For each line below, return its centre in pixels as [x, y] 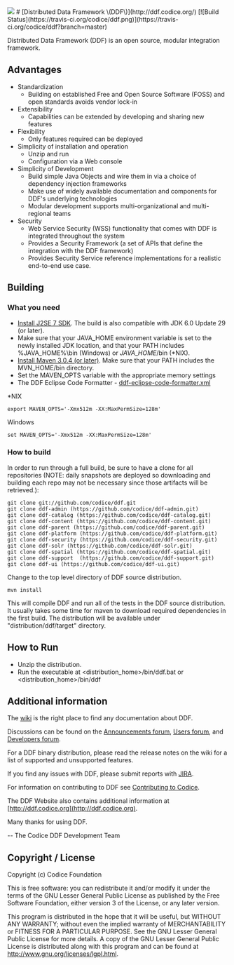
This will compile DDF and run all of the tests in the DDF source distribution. [116, 603]
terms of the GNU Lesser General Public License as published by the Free [113, 896]
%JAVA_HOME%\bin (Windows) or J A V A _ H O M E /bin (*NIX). [104, 353]
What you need [34, 308]
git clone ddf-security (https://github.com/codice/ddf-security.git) [112, 539]
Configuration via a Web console [75, 161]
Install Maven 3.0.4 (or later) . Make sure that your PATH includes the [116, 360]
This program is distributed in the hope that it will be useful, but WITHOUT [114, 917]
